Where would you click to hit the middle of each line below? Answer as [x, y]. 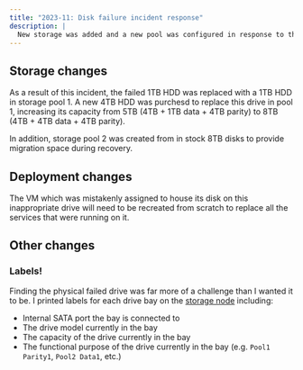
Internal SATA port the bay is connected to [101, 318]
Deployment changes [71, 176]
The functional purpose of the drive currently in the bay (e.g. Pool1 [146, 347]
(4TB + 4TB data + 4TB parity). [68, 122]
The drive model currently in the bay [90, 327]
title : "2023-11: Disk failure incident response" [106, 18]
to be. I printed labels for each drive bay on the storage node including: [141, 300]
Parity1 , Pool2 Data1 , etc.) [72, 356]
